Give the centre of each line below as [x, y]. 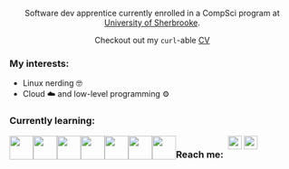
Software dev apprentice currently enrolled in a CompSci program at [152, 13]
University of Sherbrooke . [152, 23]
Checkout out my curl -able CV [152, 40]
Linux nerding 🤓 [53, 83]
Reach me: [200, 155]
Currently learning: [52, 121]
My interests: [39, 63]
